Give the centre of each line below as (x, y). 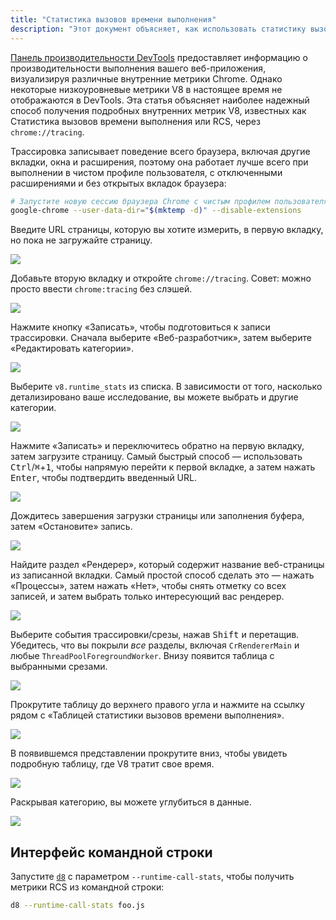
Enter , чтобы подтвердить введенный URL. (103, 478)
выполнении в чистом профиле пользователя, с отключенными (146, 172)
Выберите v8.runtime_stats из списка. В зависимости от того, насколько (166, 387)
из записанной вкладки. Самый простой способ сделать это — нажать (162, 575)
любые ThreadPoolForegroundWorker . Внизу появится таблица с (142, 656)
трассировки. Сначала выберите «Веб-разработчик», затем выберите (161, 338)
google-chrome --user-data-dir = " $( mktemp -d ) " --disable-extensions (156, 211)
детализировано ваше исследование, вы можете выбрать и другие (154, 397)
